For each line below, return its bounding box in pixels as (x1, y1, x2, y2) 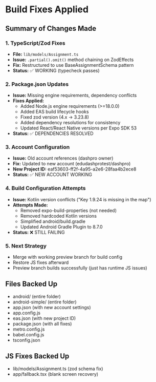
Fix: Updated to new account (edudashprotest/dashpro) (12, 161, 131, 167)
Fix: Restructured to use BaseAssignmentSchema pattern (12, 62, 134, 68)
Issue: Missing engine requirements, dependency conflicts (12, 92, 137, 99)
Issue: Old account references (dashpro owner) (12, 155, 114, 161)
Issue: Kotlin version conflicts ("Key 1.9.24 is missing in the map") (12, 196, 152, 202)
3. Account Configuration (5, 144, 70, 151)
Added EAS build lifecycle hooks (20, 109, 89, 115)
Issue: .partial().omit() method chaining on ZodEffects (12, 56, 134, 63)
